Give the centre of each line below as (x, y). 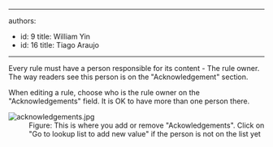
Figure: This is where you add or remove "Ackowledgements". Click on (147, 125)
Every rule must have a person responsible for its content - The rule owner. (134, 68)
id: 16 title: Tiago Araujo (60, 45)
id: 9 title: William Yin (55, 36)
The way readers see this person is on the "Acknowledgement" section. (128, 77)
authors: (22, 21)
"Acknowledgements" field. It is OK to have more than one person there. (129, 101)
